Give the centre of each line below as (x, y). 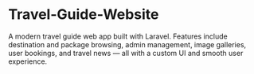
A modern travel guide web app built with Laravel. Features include (118, 36)
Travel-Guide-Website (84, 15)
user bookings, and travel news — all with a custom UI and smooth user (126, 53)
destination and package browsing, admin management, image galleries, (127, 44)
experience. (28, 61)
